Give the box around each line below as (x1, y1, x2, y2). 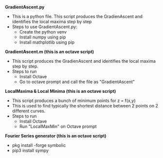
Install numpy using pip (19, 34, 66, 40)
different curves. (12, 108, 46, 114)
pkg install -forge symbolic (12, 142, 66, 148)
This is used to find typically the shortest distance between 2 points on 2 (12, 103, 158, 108)
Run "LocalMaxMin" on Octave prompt (19, 123, 97, 129)
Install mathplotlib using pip (19, 39, 74, 45)
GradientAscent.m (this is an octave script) (5, 49, 94, 54)
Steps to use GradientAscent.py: (12, 24, 77, 30)
